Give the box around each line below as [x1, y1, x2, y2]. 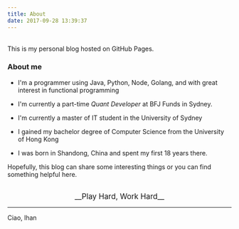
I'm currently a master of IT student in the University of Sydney [17, 113, 203, 122]
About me [7, 62, 43, 72]
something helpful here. [7, 170, 78, 178]
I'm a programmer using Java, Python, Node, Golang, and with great [17, 78, 218, 86]
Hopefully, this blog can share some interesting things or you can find [7, 162, 212, 171]
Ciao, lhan [7, 213, 37, 222]
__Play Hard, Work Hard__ [74, 191, 165, 201]
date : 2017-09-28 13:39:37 [7, 17, 87, 24]
